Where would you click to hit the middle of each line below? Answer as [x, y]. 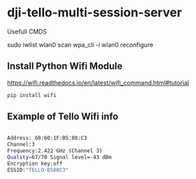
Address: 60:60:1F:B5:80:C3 [47, 138]
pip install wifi [32, 95]
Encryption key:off [35, 163]
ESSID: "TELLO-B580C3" [38, 170]
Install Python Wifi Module [65, 66]
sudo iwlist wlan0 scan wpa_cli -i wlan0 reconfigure [80, 44]
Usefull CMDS [27, 31]
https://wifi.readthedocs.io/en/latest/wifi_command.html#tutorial [98, 83]
